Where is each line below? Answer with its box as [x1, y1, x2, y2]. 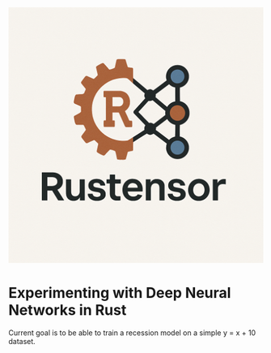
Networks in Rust [8, 301, 127, 320]
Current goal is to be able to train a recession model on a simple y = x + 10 [8, 328, 256, 338]
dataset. [8, 336, 36, 346]
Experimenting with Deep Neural [8, 284, 231, 303]
